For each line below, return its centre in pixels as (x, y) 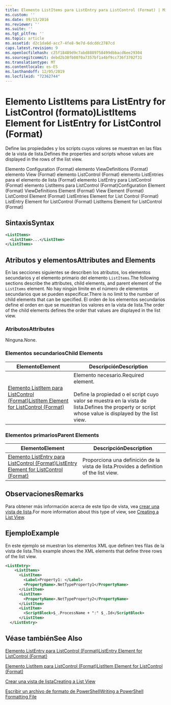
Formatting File (21, 696)
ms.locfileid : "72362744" (33, 77)
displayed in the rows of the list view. (44, 159)
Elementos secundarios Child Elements (54, 354)
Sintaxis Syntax (30, 223)
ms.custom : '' (20, 15)
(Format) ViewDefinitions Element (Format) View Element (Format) (75, 191)
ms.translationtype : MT (31, 62)
